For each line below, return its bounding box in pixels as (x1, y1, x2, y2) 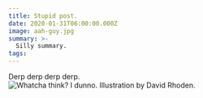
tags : (8, 49, 27, 58)
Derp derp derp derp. (8, 72, 80, 81)
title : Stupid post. (8, 11, 79, 20)
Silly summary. (15, 42, 67, 50)
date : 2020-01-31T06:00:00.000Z (8, 19, 118, 28)
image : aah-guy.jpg (8, 27, 75, 35)
